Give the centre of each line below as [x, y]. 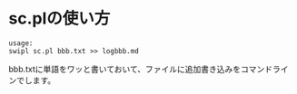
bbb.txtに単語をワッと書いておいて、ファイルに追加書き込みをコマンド [141, 69]
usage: [21, 43]
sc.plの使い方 [59, 19]
